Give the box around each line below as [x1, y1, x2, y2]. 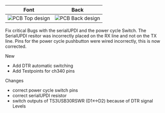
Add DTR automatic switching [12, 63, 74, 69]
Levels [12, 103, 26, 109]
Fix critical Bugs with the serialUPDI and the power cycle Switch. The [5, 27, 147, 33]
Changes [5, 78, 24, 84]
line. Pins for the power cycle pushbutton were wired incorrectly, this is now [5, 38, 161, 44]
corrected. [5, 43, 27, 49]
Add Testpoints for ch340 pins [12, 68, 75, 74]
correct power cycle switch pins [12, 87, 79, 93]
